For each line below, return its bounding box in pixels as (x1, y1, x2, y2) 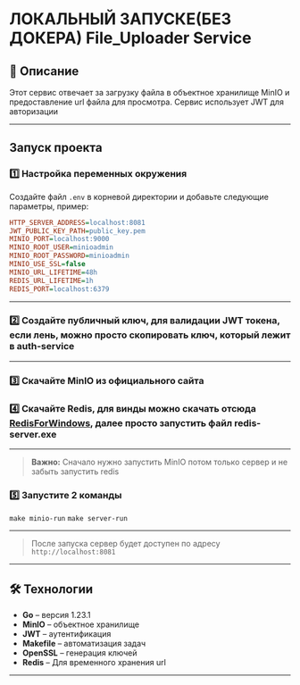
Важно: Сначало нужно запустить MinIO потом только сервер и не (30, 456, 288, 468)
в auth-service (9, 340, 75, 353)
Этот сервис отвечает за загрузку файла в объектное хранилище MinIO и (9, 88, 290, 97)
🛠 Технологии (9, 581, 94, 597)
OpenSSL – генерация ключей (21, 647, 137, 658)
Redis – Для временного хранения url (21, 657, 167, 668)
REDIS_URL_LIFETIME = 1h (9, 276, 94, 285)
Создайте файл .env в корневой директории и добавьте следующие (9, 191, 270, 202)
